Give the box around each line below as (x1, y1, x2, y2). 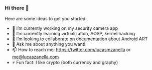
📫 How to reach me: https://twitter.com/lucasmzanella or (12, 47, 131, 53)
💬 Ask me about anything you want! (12, 41, 86, 47)
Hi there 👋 (5, 4, 30, 11)
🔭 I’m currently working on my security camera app (12, 25, 118, 31)
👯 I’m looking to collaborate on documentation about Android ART (12, 36, 148, 42)
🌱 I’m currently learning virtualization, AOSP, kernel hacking (12, 31, 135, 37)
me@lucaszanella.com (12, 54, 59, 60)
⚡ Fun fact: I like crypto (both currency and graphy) (12, 60, 118, 66)
